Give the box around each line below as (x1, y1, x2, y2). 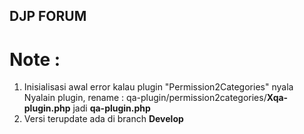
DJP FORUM (9, 8, 87, 25)
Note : (9, 48, 61, 71)
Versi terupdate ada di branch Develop (23, 113, 184, 125)
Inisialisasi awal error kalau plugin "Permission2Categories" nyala (23, 81, 294, 93)
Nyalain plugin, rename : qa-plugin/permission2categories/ (23, 92, 267, 104)
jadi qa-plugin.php (72, 102, 151, 114)
